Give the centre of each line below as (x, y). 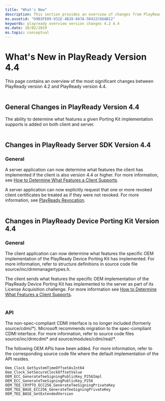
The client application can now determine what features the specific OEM (79, 254)
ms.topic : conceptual (27, 33)
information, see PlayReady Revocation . (45, 200)
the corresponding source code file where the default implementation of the (82, 354)
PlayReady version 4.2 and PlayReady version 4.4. (56, 86)
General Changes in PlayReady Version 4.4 (72, 107)
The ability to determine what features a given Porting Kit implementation (79, 119)
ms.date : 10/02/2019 (26, 28)
